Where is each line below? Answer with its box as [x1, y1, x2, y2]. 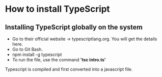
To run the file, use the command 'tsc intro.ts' [12, 57, 107, 62]
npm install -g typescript [12, 51, 62, 57]
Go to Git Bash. [12, 47, 43, 52]
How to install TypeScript [5, 3, 110, 15]
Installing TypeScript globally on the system [5, 23, 143, 31]
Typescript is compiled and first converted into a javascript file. [5, 66, 133, 72]
